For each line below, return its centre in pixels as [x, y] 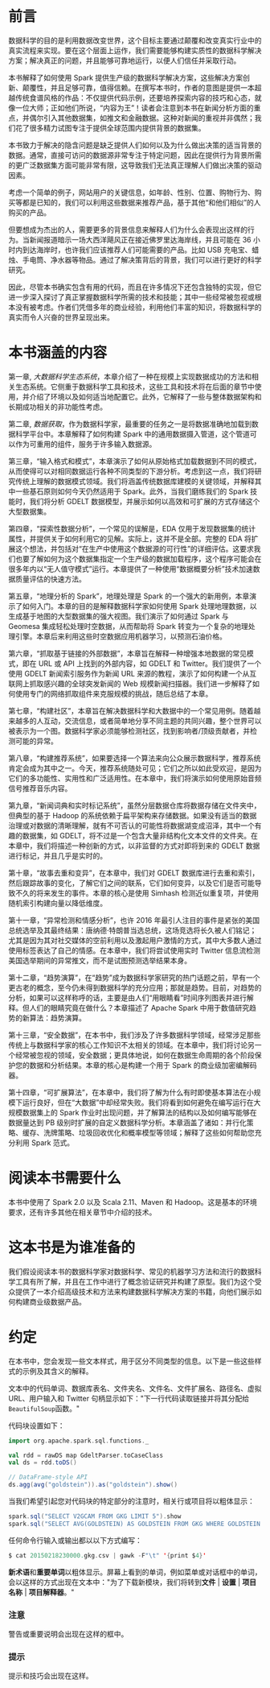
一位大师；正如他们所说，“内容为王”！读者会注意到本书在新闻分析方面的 [135, 108]
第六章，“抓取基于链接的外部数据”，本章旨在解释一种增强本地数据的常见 [128, 653]
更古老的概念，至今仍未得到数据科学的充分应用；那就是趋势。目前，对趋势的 [135, 987]
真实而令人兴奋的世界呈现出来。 [61, 317]
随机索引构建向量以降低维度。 [57, 903]
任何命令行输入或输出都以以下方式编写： [75, 1540]
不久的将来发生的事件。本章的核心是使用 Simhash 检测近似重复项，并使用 [137, 893]
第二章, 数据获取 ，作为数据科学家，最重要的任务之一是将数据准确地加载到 [130, 424]
